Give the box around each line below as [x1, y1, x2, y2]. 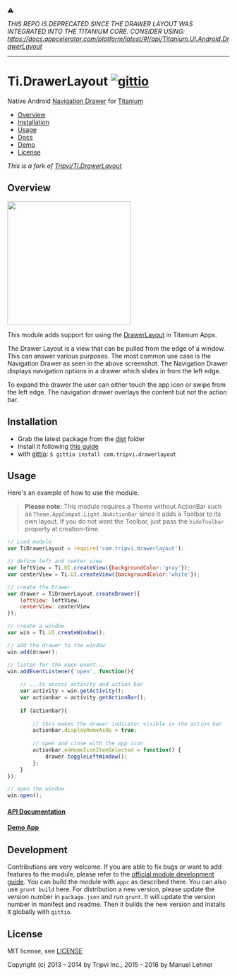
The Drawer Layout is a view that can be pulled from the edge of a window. [7, 344, 226, 352]
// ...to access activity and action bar [20, 681, 143, 688]
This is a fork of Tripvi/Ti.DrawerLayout [7, 162, 122, 170]
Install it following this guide [17, 442, 99, 450]
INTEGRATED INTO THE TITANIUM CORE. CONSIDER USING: [7, 28, 186, 35]
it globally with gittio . [7, 908, 73, 916]
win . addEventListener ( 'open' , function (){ [7, 668, 134, 675]
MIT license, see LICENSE [7, 946, 83, 955]
